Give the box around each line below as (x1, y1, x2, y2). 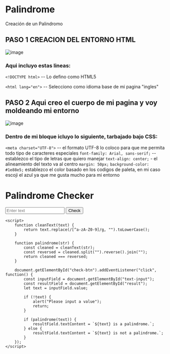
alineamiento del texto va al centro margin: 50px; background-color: (5, 161, 150, 167)
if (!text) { (24, 294, 52, 300)
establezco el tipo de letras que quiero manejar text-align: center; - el (5, 156, 158, 162)
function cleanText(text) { (14, 222, 74, 228)
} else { (24, 326, 42, 331)
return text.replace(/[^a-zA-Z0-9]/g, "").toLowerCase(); (24, 227, 150, 232)
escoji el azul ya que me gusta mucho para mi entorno (5, 172, 120, 178)
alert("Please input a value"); (32, 299, 102, 304)
